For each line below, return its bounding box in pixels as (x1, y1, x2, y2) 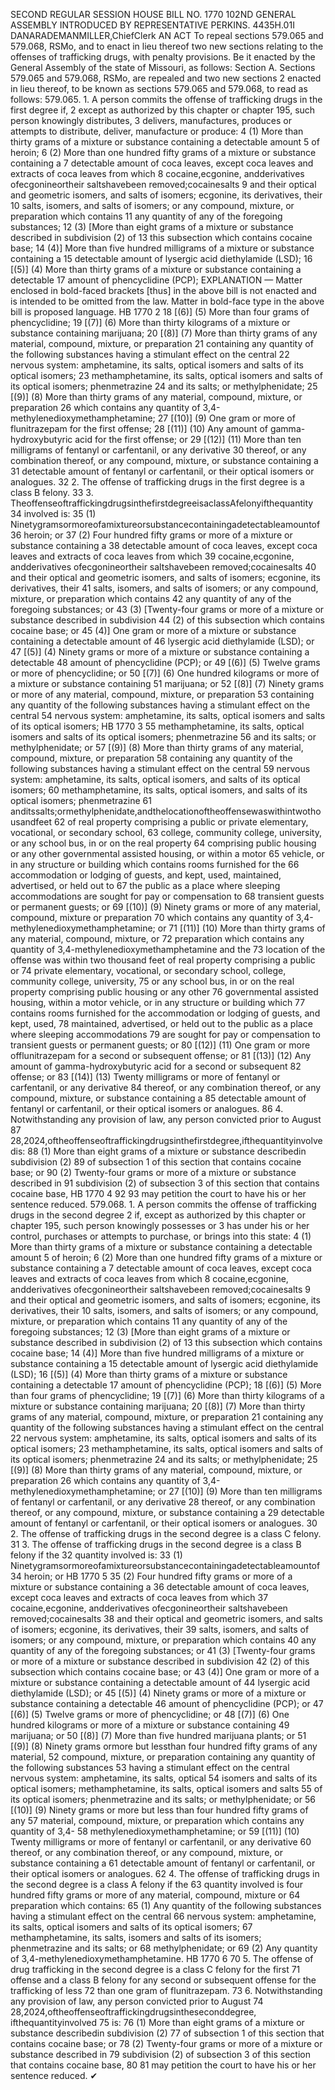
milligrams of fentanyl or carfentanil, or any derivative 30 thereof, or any (10, 444, 307, 456)
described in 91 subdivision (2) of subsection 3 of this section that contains (10, 1177, 320, 1189)
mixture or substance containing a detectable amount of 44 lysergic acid (10, 1677, 311, 1688)
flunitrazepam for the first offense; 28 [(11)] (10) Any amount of (10, 423, 268, 434)
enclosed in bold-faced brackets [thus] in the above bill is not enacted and (10, 285, 317, 296)
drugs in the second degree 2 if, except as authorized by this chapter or (10, 1209, 307, 1221)
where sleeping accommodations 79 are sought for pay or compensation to (10, 1029, 321, 1040)
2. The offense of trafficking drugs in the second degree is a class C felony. (10, 1528, 322, 1539)
